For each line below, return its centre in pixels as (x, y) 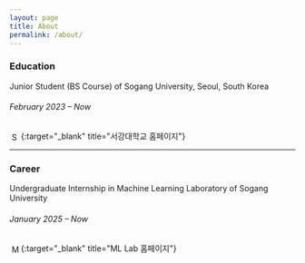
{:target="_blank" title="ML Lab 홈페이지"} (99, 248)
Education (33, 66)
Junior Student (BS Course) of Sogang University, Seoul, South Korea (139, 86)
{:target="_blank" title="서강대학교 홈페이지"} (103, 136)
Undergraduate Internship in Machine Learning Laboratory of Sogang (139, 189)
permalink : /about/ (46, 34)
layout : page (34, 18)
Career (25, 169)
